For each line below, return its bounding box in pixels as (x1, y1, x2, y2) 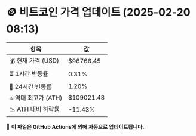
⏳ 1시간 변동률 (9, 69, 49, 78)
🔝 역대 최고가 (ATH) (9, 94, 63, 102)
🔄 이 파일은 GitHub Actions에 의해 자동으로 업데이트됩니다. (6, 123, 145, 130)
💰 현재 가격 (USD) (9, 56, 60, 64)
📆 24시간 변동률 (9, 82, 52, 91)
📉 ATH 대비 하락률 (9, 105, 60, 113)
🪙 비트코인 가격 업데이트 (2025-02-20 (6, 5, 191, 19)
